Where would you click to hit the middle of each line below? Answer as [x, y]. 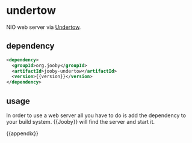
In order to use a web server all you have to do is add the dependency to [96, 115]
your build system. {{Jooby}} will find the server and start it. [81, 121]
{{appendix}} [22, 133]
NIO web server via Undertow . [44, 27]
